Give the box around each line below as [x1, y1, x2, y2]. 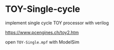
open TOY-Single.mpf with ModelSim [5, 39, 79, 45]
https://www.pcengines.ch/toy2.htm [5, 29, 79, 35]
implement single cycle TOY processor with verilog [5, 20, 109, 26]
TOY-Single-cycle [5, 3, 80, 15]
